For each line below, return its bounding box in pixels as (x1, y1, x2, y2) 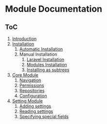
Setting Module (12, 98, 43, 103)
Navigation (19, 77, 41, 83)
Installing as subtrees (26, 67, 70, 73)
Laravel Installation (26, 57, 65, 62)
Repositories (19, 88, 45, 93)
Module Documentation (5, 3, 103, 15)
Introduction (12, 36, 37, 41)
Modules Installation (26, 62, 67, 67)
